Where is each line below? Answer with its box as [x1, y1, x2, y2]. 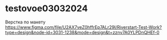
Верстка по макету [5, 19, 46, 25]
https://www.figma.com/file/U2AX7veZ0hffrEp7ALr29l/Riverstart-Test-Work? [5, 24, 162, 30]
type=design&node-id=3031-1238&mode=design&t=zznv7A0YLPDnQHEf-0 [5, 29, 160, 35]
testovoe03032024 [5, 3, 88, 14]
